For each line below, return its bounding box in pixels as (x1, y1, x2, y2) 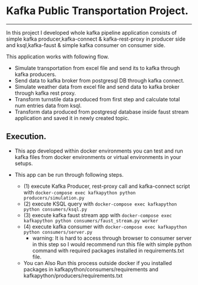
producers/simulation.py (23, 195, 85, 201)
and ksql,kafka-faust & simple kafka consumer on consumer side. (6, 41, 166, 48)
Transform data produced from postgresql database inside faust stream (14, 108, 189, 115)
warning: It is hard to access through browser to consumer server (32, 234, 192, 241)
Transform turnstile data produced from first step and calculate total (14, 95, 180, 102)
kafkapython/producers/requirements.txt (23, 272, 123, 279)
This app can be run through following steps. (14, 171, 124, 178)
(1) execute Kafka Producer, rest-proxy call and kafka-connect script (23, 183, 190, 190)
